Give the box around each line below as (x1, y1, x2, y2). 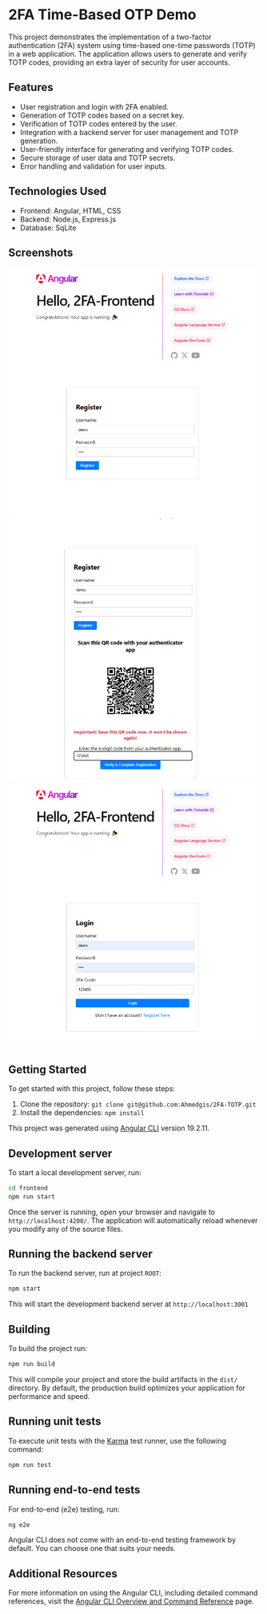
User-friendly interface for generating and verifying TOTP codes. (19, 144, 234, 153)
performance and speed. (8, 1392, 90, 1401)
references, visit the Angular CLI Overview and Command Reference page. (8, 1596, 254, 1606)
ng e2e (8, 1520, 30, 1528)
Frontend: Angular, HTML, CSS (19, 205, 122, 215)
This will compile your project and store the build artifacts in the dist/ (8, 1375, 238, 1385)
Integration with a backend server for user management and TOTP (19, 127, 239, 137)
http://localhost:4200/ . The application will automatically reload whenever (8, 1215, 258, 1225)
